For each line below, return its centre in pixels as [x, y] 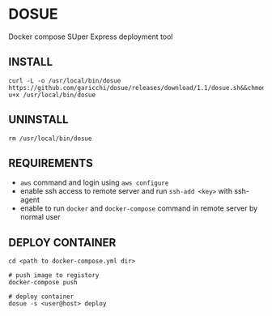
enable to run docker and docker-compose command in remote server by [139, 208]
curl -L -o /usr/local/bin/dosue [65, 81]
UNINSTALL [38, 120]
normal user [40, 217]
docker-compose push [43, 283]
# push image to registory [54, 275]
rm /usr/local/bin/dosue [50, 139]
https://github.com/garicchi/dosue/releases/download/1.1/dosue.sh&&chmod [137, 88]
